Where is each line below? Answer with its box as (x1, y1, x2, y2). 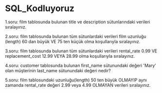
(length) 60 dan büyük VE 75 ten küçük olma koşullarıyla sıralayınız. (5, 38, 141, 44)
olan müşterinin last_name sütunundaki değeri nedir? (5, 67, 111, 73)
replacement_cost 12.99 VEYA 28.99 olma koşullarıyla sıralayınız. (5, 53, 135, 59)
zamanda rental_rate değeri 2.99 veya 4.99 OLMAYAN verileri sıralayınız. (5, 82, 151, 88)
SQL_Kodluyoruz (5, 3, 74, 14)
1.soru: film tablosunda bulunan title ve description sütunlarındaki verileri (5, 19, 150, 25)
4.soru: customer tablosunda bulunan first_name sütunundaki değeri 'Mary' (5, 62, 157, 68)
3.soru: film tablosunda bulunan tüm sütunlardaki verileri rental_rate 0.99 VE (5, 48, 158, 54)
